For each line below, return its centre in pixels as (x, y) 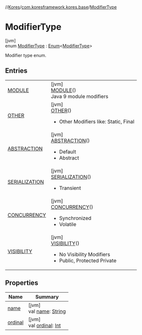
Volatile (68, 224)
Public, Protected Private (88, 260)
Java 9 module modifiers (80, 96)
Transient (70, 188)
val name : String (47, 311)
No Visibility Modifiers (85, 254)
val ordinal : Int (45, 325)
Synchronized (75, 218)
